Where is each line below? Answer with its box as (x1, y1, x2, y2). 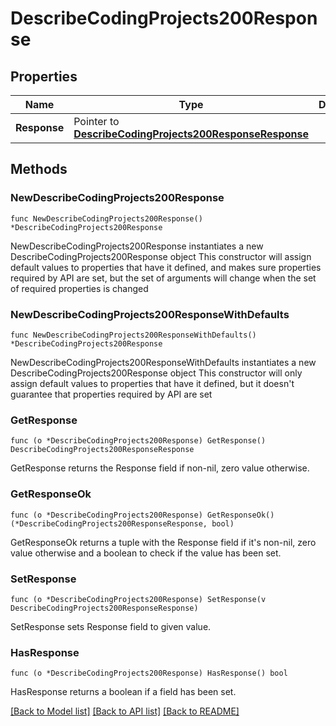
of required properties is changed (10, 282, 149, 294)
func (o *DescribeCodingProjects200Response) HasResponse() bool (10, 668, 288, 679)
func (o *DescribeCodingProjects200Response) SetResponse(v (10, 594, 267, 604)
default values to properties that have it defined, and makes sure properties (10, 261, 322, 273)
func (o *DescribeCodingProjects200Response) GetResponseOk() (10, 510, 275, 520)
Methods (10, 161, 68, 178)
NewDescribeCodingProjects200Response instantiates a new (10, 240, 264, 252)
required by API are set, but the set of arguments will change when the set (10, 272, 317, 284)
